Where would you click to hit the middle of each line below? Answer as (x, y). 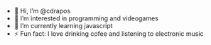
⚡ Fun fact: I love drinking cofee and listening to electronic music (109, 34)
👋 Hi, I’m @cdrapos (42, 11)
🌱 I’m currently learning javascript (63, 26)
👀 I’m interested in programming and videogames (86, 18)
